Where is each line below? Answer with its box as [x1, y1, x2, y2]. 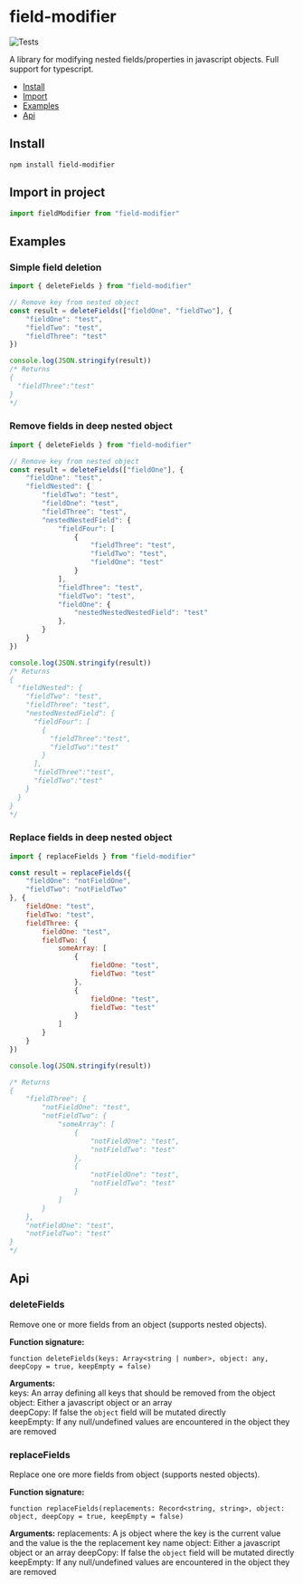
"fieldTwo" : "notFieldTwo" [25, 885, 128, 894]
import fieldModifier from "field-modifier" [9, 208, 180, 218]
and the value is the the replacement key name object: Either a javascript [9, 1538, 280, 1549]
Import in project [9, 185, 106, 200]
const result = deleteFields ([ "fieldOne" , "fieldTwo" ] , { [9, 306, 232, 315]
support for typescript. [9, 63, 94, 74]
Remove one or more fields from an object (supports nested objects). [9, 1319, 268, 1330]
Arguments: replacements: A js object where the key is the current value [9, 1528, 281, 1539]
